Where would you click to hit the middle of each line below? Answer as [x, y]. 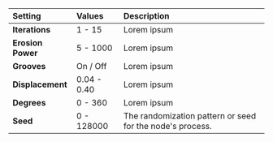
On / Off [91, 66]
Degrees [29, 103]
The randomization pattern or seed [190, 116]
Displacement [40, 84]
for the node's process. [168, 126]
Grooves [29, 66]
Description [146, 16]
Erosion [28, 43]
